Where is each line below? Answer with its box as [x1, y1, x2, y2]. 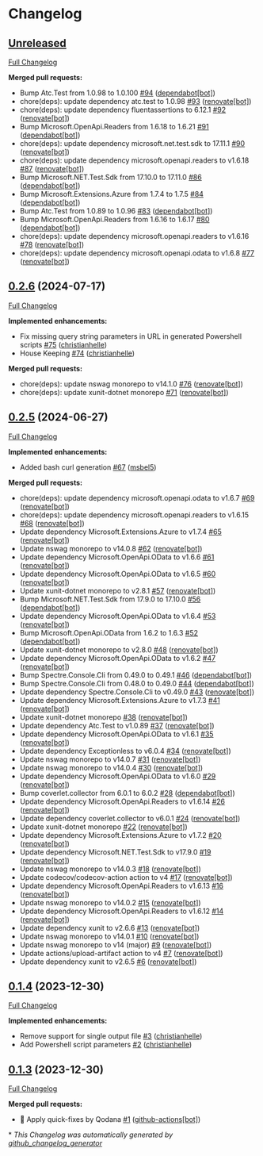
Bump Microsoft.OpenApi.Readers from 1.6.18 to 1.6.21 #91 [19, 122, 209, 131]
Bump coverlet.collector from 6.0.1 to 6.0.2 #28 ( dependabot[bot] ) [19, 788, 235, 797]
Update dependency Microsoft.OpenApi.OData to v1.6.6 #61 [19, 552, 215, 562]
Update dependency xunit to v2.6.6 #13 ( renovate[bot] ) [19, 923, 200, 932]
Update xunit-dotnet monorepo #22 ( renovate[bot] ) [19, 822, 188, 831]
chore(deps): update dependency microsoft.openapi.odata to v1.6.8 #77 [19, 248, 255, 258]
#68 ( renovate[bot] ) [19, 518, 85, 528]
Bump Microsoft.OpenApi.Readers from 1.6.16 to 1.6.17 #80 [19, 215, 210, 224]
